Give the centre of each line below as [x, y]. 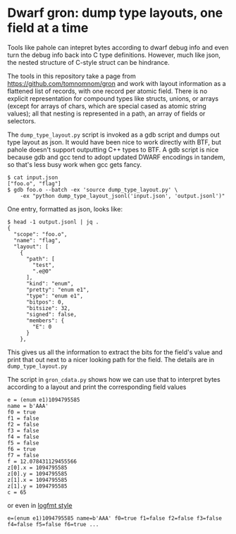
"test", [44, 265]
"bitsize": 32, [48, 308]
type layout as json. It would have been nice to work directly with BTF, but [114, 142]
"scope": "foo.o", [41, 234]
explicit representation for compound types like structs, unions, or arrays [113, 98]
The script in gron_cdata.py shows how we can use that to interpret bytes [114, 379]
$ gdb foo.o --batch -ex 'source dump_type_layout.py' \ [93, 190]
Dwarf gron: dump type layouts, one [115, 13]
